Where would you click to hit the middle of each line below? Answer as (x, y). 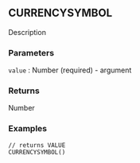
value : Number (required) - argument (70, 70)
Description (27, 32)
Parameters (31, 52)
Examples (28, 129)
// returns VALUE (37, 145)
